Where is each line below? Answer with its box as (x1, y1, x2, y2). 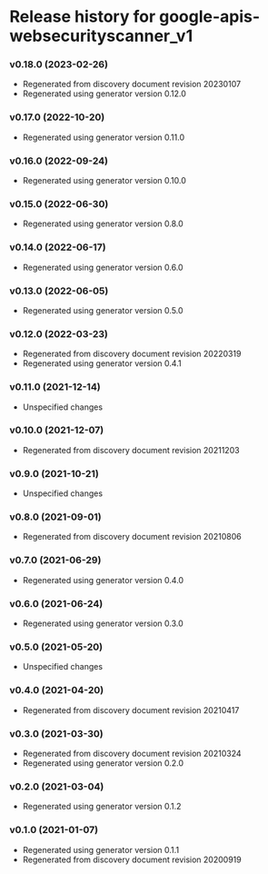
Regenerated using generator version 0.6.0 (22, 262, 184, 273)
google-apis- (158, 6, 261, 27)
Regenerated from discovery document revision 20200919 (22, 854, 243, 865)
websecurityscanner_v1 (9, 25, 194, 46)
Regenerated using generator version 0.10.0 (22, 175, 186, 186)
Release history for (9, 6, 156, 27)
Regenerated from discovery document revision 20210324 (22, 748, 243, 759)
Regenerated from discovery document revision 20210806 (22, 531, 243, 542)
